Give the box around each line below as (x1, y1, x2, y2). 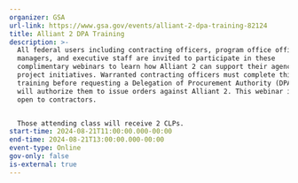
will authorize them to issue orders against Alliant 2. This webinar (17, 87, 284, 95)
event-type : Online (9, 143, 82, 153)
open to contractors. (17, 95, 98, 104)
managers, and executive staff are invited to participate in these (17, 54, 276, 63)
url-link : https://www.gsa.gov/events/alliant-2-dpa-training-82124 (9, 21, 268, 30)
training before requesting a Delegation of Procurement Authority (17, 79, 272, 88)
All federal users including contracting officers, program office (17, 46, 272, 55)
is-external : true (9, 160, 77, 169)
